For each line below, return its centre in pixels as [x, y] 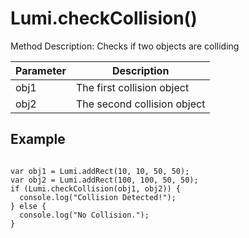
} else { [28, 206]
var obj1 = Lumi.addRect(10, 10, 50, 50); [100, 171]
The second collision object [140, 104]
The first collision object [132, 87]
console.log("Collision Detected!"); [98, 197]
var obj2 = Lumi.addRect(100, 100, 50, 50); [104, 180]
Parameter [41, 70]
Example [38, 139]
